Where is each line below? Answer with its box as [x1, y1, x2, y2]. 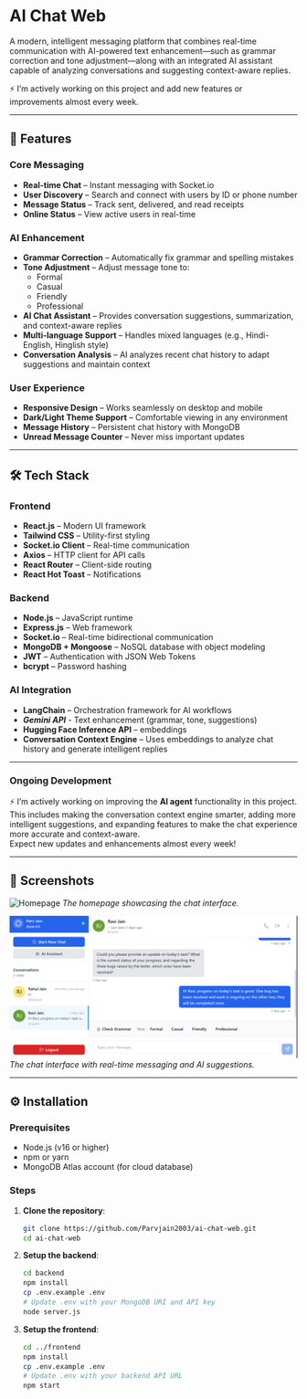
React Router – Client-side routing [22, 559, 153, 570]
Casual [36, 280, 63, 292]
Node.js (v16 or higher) [22, 1142, 110, 1153]
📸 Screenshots [9, 873, 95, 889]
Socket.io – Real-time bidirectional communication [22, 632, 214, 643]
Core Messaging [9, 159, 85, 172]
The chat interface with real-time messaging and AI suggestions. [9, 1058, 255, 1069]
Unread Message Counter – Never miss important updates [22, 431, 245, 443]
